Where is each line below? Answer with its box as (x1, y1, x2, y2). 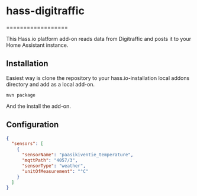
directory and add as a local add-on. (6, 81, 95, 88)
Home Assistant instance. (6, 41, 69, 49)
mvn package (6, 92, 35, 98)
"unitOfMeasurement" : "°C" (21, 168, 89, 174)
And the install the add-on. (6, 102, 71, 110)
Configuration (6, 120, 59, 130)
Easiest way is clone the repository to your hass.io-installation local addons (6, 74, 190, 81)
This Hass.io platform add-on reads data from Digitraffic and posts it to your (6, 35, 191, 42)
